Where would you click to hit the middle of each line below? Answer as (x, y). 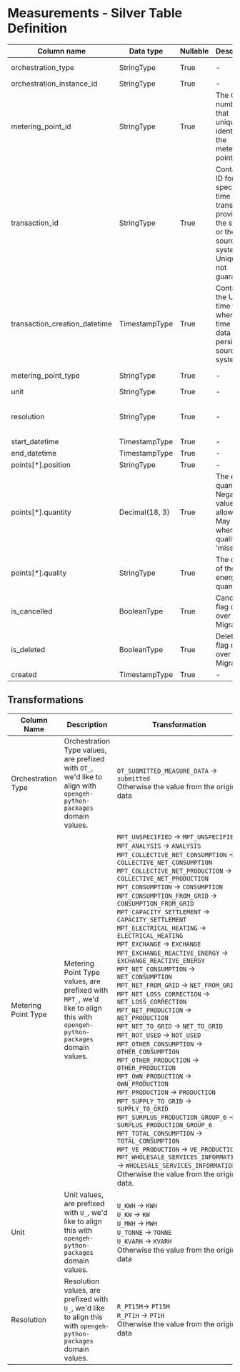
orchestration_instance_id (54, 84)
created (24, 674)
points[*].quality (39, 573)
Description (87, 724)
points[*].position (41, 464)
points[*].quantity (41, 512)
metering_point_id (41, 126)
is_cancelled (32, 611)
